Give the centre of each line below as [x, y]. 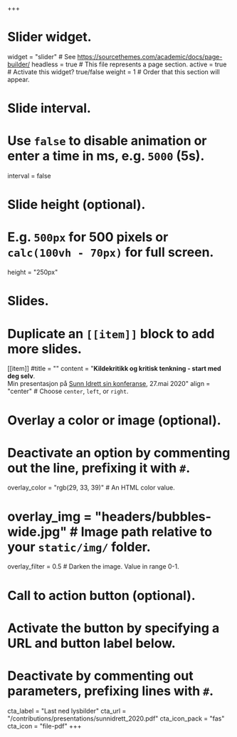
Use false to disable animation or [107, 141]
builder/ [19, 64]
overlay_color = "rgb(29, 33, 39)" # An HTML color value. [91, 488]
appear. [19, 79]
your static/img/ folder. [79, 547]
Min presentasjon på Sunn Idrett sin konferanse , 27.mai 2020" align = [109, 384]
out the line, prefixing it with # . [99, 468]
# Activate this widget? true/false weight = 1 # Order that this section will [114, 71]
